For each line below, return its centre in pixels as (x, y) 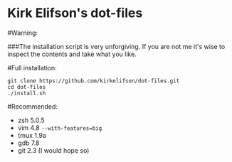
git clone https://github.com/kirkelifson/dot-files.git (94, 81)
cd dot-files (27, 87)
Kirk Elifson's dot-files (75, 13)
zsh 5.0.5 (31, 120)
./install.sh (27, 93)
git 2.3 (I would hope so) (53, 150)
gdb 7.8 (29, 143)
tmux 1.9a (32, 135)
